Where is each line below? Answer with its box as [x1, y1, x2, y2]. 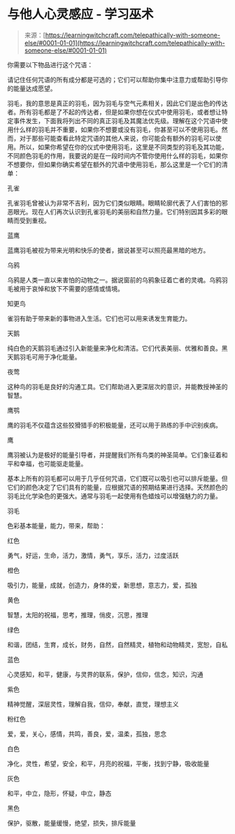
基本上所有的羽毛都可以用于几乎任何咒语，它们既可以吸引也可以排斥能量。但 [7, 474, 228, 483]
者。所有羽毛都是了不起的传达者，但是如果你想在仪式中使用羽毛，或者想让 [7, 108, 222, 116]
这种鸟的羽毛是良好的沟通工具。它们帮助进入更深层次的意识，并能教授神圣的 [7, 382, 228, 390]
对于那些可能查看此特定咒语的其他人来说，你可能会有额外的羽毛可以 [19, 134, 215, 142]
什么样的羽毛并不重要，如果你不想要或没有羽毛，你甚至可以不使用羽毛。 [13, 125, 222, 134]
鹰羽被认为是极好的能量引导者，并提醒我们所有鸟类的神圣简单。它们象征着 [7, 451, 222, 459]
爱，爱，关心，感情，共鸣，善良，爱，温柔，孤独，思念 [7, 729, 166, 738]
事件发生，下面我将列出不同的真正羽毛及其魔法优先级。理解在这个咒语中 [13, 116, 222, 125]
